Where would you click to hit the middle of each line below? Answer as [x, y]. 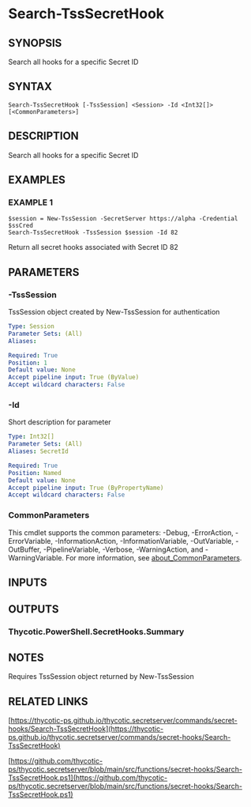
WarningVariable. [36, 557]
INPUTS [28, 582]
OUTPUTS [34, 609]
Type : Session [32, 326]
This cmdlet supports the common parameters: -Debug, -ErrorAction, [121, 532]
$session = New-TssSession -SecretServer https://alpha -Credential [123, 219]
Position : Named [35, 473]
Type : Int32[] [32, 437]
